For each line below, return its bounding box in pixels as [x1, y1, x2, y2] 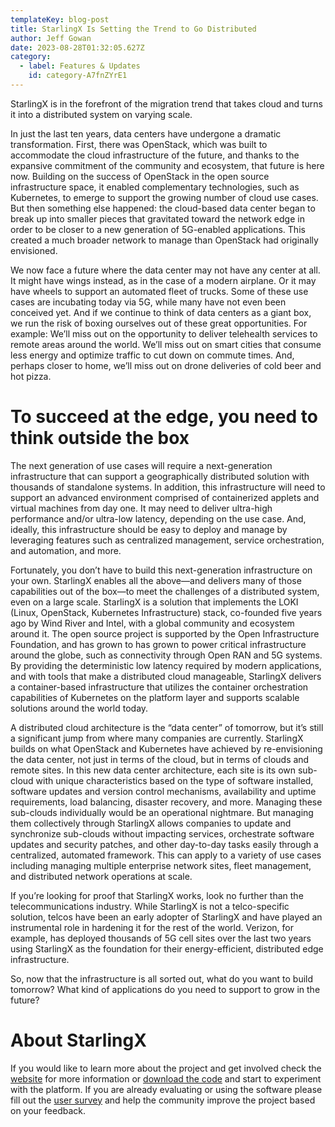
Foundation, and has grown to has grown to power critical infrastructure [10, 638, 307, 650]
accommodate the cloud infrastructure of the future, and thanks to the [10, 149, 300, 161]
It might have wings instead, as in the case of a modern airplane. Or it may [10, 274, 317, 286]
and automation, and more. [10, 544, 122, 556]
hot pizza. [10, 370, 52, 382]
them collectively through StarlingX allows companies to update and [10, 817, 292, 829]
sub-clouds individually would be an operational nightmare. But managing [10, 806, 314, 818]
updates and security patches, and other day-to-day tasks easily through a [10, 838, 319, 850]
